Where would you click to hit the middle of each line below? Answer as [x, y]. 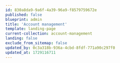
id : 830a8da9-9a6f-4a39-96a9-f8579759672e [51, 10]
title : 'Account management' [36, 24]
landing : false [21, 39]
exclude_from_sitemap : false [36, 43]
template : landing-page [31, 29]
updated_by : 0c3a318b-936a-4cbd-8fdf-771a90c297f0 [60, 48]
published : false [24, 15]
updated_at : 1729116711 [31, 52]
